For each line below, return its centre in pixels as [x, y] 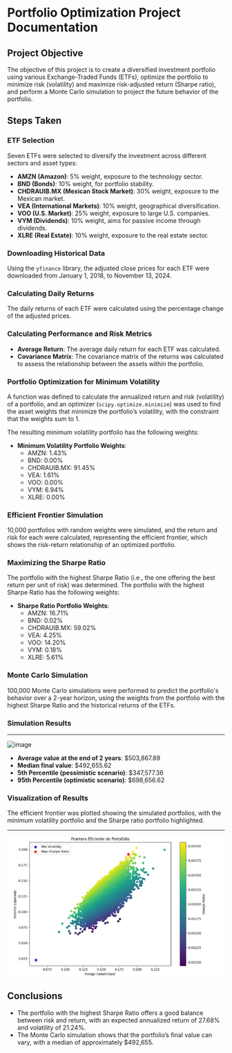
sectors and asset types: [42, 163]
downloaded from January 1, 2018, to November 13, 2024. [89, 276]
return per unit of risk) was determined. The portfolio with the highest [106, 585]
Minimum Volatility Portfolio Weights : [72, 445]
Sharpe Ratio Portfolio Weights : [63, 606]
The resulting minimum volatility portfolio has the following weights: [103, 432]
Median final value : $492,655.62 [64, 766]
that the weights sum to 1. [43, 418]
